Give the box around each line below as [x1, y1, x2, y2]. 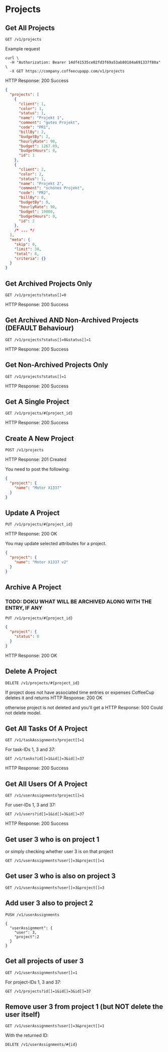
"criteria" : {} [14, 256, 46, 261]
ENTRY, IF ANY [5, 605, 43, 612]
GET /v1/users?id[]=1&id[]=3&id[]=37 [5, 812, 85, 817]
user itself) [5, 1010, 40, 1019]
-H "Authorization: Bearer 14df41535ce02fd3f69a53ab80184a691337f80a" [10, 60, 161, 65]
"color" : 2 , [18, 171, 44, 177]
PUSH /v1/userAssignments [5, 912, 59, 917]
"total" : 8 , [14, 251, 39, 256]
